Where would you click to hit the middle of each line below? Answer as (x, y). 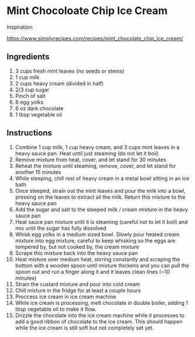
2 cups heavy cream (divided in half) (59, 83)
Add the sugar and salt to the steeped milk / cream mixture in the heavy (102, 209)
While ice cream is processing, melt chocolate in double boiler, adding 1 (101, 302)
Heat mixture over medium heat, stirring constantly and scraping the (97, 259)
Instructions (29, 133)
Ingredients (28, 57)
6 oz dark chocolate (39, 108)
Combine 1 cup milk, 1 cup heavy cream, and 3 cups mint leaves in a (97, 147)
